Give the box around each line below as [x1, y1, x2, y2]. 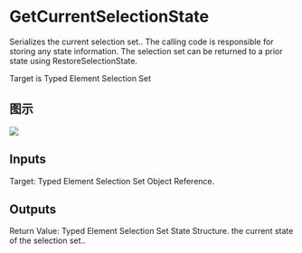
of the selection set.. [9, 235, 86, 246]
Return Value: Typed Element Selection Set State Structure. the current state [9, 226, 294, 237]
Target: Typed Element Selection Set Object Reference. [9, 175, 215, 186]
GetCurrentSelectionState [9, 6, 210, 27]
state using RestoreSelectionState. [9, 55, 138, 66]
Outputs [9, 201, 57, 217]
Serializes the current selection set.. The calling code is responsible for [9, 36, 274, 47]
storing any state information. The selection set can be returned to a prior [9, 45, 283, 56]
